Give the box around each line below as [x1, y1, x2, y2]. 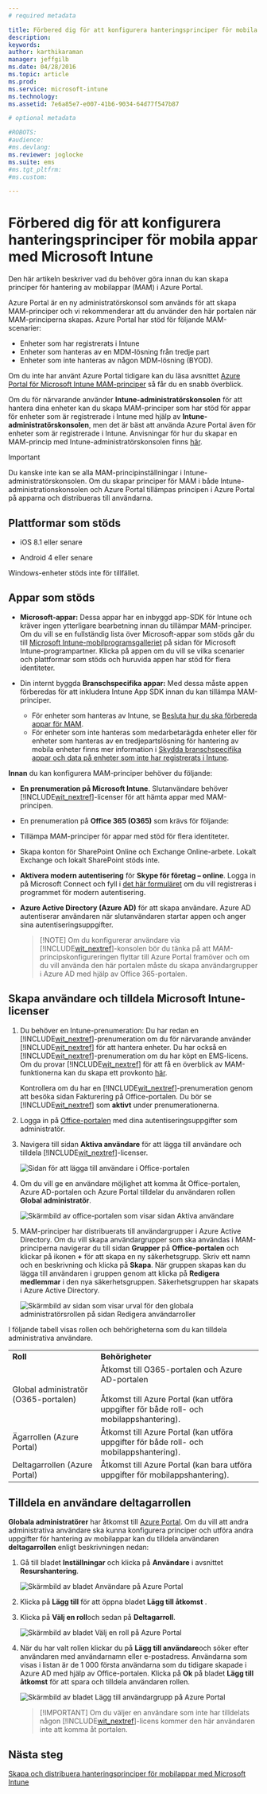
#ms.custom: [8, 172, 48, 181]
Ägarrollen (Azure [12, 1432, 79, 1443]
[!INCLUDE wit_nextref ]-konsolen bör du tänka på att [39, 943, 211, 953]
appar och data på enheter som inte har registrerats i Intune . [31, 753, 229, 762]
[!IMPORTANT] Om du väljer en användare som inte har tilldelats [39, 1708, 250, 1718]
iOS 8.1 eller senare [19, 537, 83, 547]
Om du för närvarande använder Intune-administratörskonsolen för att [8, 395, 242, 405]
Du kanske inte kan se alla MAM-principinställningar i [8, 468, 183, 478]
